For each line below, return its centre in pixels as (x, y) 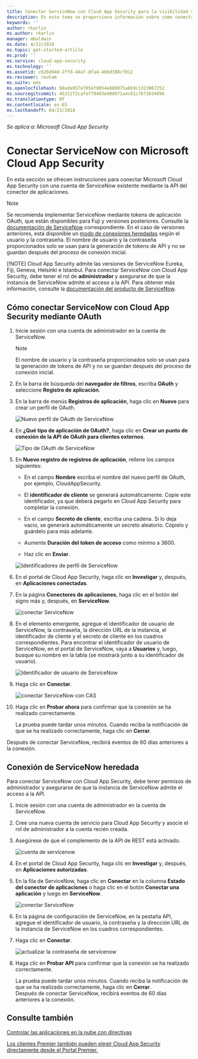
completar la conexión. (52, 508)
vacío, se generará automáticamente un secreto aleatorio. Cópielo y (106, 525)
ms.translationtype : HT (36, 99)
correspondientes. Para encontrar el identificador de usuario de (92, 643)
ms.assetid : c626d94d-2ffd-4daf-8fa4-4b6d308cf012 (70, 72)
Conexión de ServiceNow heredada (73, 767)
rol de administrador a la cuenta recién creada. (72, 829)
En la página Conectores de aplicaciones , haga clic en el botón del (97, 595)
